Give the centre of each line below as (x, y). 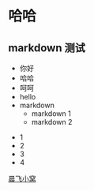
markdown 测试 (47, 48)
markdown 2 (52, 122)
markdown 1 (51, 114)
